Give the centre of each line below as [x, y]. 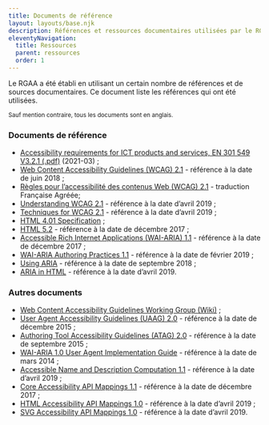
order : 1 [30, 61]
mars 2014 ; [39, 361]
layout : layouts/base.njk [51, 23]
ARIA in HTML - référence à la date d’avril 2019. [98, 272]
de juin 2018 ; [42, 178]
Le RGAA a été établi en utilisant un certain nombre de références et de [126, 83]
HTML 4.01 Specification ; [62, 221]
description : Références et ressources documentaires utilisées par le [130, 30]
